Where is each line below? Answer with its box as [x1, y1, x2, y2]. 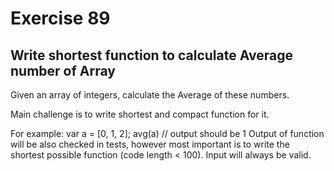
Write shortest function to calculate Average [10, 47, 293, 64]
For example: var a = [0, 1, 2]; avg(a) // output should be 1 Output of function [10, 128, 325, 139]
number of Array [10, 62, 116, 79]
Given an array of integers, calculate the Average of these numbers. [10, 89, 290, 101]
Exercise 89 [10, 7, 111, 30]
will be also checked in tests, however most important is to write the [10, 138, 290, 150]
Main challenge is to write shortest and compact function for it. [10, 108, 270, 120]
